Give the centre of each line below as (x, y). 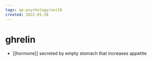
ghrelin (21, 40)
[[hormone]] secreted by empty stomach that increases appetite (80, 53)
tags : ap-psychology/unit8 (34, 10)
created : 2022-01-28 (27, 15)
